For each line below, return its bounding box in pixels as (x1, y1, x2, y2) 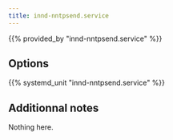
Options (8, 57, 50, 70)
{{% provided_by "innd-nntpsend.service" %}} (8, 34, 163, 43)
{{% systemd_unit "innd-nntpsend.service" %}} (8, 78, 166, 88)
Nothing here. (8, 122, 54, 132)
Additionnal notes (8, 101, 99, 114)
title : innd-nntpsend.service (8, 11, 110, 20)
